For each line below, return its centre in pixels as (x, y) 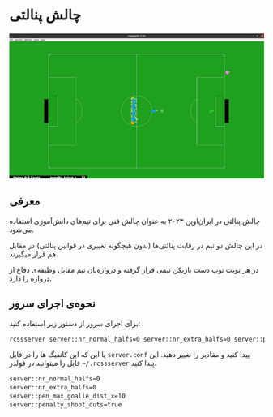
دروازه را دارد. (30, 278)
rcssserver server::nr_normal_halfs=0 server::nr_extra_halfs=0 (120, 339)
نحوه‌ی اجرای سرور (52, 304)
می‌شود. (22, 230)
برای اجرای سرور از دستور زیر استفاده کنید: (75, 323)
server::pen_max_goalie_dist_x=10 (68, 396)
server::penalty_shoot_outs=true (66, 405)
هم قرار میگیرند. (34, 254)
